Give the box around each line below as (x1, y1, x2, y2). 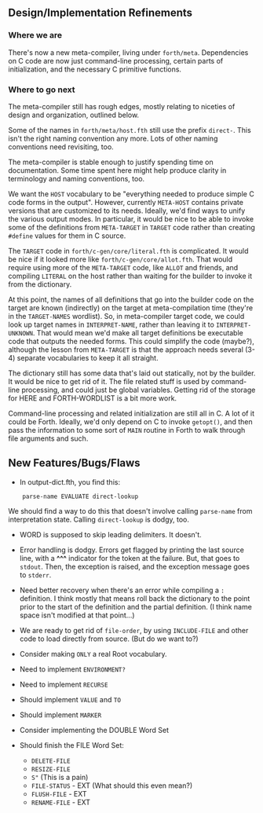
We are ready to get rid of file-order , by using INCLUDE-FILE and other (19, 625, 249, 635)
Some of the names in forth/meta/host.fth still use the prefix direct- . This (8, 125, 251, 134)
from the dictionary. (8, 279, 72, 289)
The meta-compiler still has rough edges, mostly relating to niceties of (8, 101, 236, 111)
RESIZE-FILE (31, 765, 71, 773)
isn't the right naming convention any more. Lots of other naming (8, 134, 218, 143)
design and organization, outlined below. (8, 110, 140, 119)
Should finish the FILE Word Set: (19, 740, 124, 749)
